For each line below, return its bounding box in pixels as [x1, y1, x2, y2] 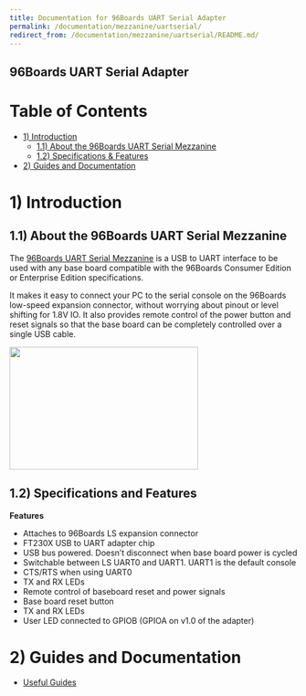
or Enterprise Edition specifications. [9, 271, 144, 283]
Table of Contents [9, 100, 148, 121]
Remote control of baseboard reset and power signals [22, 585, 226, 596]
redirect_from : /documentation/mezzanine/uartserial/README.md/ [9, 30, 259, 39]
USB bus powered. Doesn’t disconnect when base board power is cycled [22, 547, 298, 558]
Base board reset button [22, 596, 114, 606]
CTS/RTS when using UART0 [22, 566, 132, 577]
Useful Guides [22, 677, 77, 688]
